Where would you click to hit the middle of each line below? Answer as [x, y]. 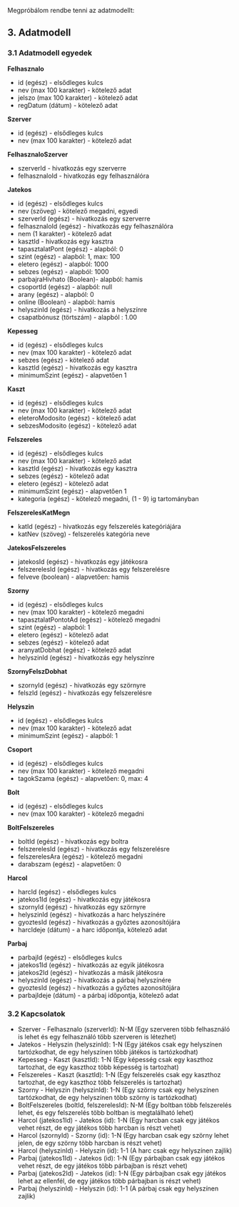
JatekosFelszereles [37, 547]
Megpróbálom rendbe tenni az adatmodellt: [71, 10]
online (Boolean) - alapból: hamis [66, 302]
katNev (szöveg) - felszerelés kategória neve [84, 534]
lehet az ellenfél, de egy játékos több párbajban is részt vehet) [109, 1181]
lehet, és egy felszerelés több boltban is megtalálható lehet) [106, 1112]
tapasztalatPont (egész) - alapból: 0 [70, 248]
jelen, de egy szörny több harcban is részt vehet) [90, 1143]
